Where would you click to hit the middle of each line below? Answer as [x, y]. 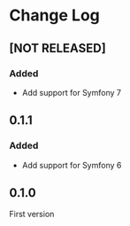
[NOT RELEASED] [57, 48]
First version [32, 214]
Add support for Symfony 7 [72, 92]
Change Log [54, 16]
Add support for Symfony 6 [72, 165]
